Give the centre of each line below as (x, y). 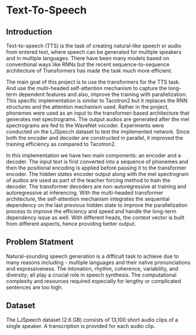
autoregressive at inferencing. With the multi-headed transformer (85, 193)
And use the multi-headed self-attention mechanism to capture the (87, 88)
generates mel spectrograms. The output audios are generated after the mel (98, 119)
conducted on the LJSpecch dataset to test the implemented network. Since (98, 132)
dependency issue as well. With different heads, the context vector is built (95, 217)
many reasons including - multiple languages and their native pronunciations (98, 262)
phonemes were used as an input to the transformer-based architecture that (98, 113)
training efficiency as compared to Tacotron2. (61, 144)
